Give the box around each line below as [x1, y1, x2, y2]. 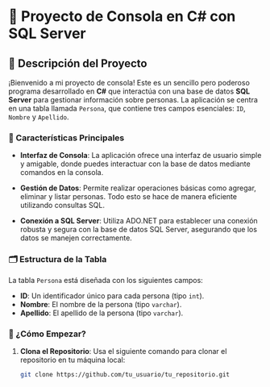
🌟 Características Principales [8, 132, 125, 144]
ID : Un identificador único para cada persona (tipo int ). [19, 290, 205, 301]
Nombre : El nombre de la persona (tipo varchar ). [19, 299, 182, 309]
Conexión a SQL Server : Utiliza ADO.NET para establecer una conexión [19, 216, 258, 226]
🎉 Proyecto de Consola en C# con [8, 7, 236, 26]
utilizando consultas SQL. [19, 201, 105, 210]
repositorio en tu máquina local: [19, 355, 126, 364]
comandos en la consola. [19, 168, 104, 177]
